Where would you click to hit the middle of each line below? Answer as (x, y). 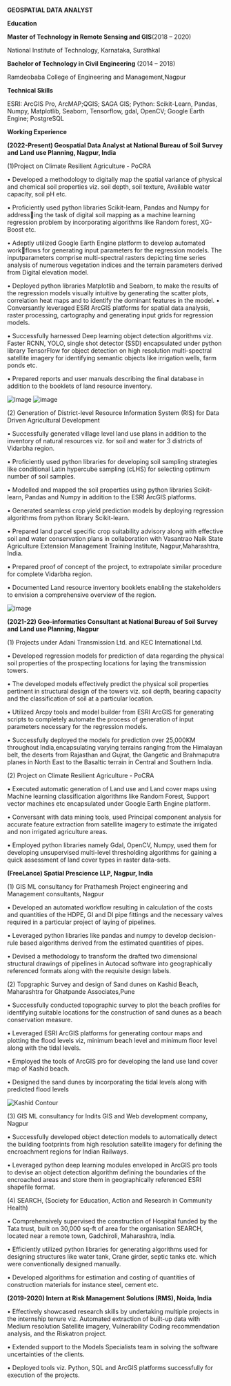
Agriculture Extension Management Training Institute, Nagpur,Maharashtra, (114, 546)
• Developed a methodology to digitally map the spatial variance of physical (115, 179)
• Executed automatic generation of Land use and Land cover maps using (112, 789)
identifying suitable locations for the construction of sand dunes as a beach (114, 1012)
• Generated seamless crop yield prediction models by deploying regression (115, 510)
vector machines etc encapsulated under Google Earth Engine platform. (109, 804)
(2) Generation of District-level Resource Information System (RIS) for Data (113, 413)
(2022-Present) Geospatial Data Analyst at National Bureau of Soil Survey (115, 145)
